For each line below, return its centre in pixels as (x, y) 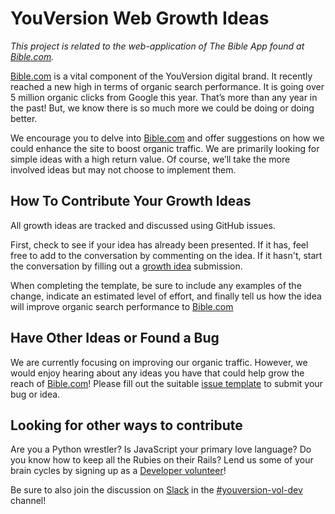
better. (24, 118)
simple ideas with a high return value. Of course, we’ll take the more (150, 159)
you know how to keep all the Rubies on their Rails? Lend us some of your (162, 460)
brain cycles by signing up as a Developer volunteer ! (118, 471)
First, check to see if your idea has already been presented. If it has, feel (159, 244)
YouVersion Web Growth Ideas (140, 18)
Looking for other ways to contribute (126, 425)
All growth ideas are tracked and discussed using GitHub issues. (143, 225)
